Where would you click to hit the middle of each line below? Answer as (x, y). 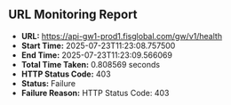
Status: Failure (48, 83)
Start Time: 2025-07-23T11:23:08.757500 (98, 45)
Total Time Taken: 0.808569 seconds (91, 64)
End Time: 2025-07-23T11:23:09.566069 (96, 55)
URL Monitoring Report (73, 15)
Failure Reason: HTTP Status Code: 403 (95, 93)
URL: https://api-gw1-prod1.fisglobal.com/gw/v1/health (122, 36)
